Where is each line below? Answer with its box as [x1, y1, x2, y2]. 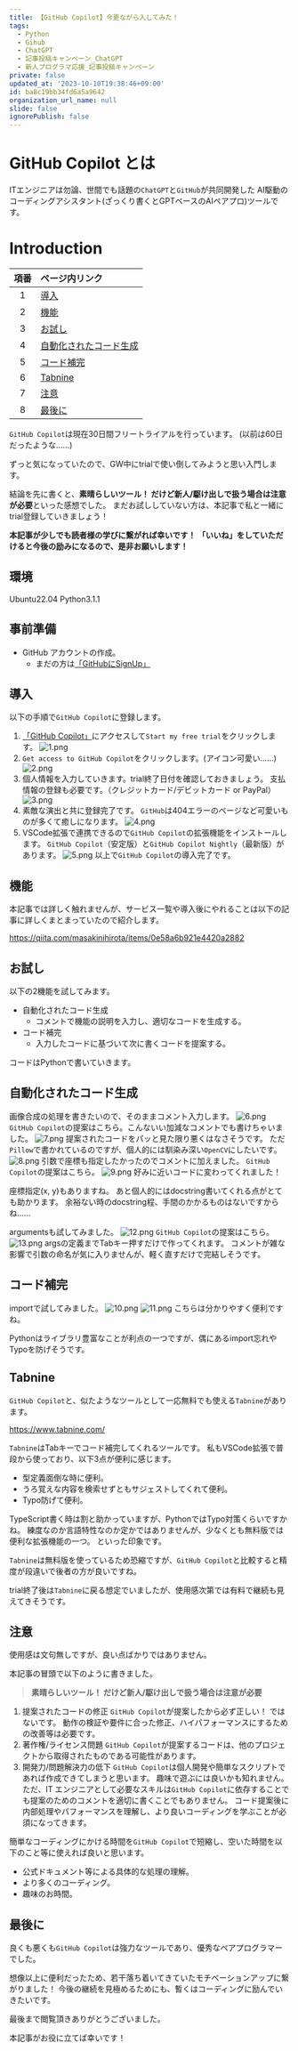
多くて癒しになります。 [37, 816, 123, 828]
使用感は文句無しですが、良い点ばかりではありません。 [9, 1650, 212, 1660]
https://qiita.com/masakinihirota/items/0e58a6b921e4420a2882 [9, 933, 245, 943]
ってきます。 [45, 1817, 92, 1829]
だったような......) [9, 440, 73, 450]
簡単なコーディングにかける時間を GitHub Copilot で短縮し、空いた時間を [9, 1837, 276, 1847]
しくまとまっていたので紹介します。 [32, 915, 165, 925]
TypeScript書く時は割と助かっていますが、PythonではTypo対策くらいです [9, 1514, 280, 1524]
